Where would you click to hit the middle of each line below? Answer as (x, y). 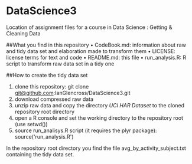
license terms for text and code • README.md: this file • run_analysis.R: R (96, 57)
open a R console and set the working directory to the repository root (99, 118)
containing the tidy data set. (40, 154)
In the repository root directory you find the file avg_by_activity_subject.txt (96, 148)
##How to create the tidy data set (47, 75)
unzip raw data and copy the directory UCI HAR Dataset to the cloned (100, 105)
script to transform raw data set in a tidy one (60, 64)
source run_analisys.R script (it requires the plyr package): (86, 130)
